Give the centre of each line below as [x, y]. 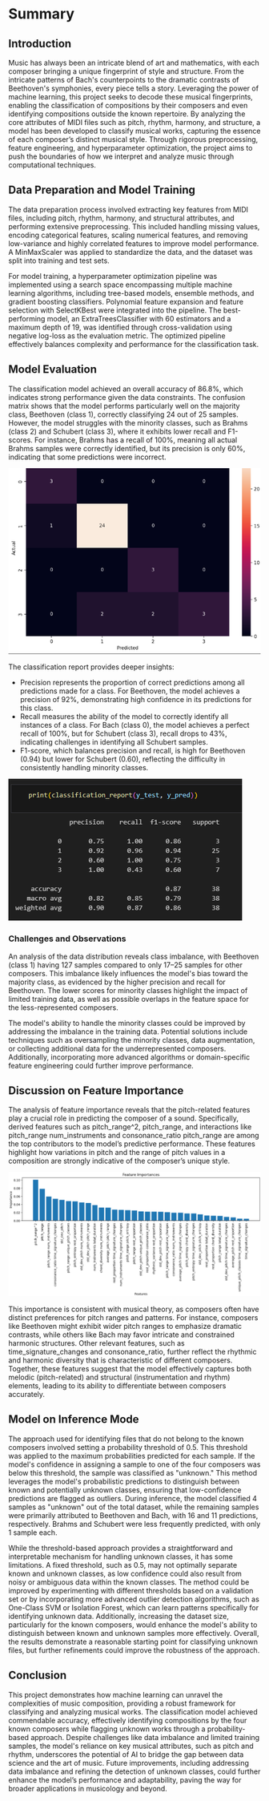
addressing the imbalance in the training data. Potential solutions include [128, 1032]
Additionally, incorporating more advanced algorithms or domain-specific [129, 1057]
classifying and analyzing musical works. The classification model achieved [133, 1711]
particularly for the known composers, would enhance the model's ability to [133, 1625]
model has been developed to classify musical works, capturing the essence [135, 131]
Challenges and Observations [67, 939]
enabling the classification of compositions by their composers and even [128, 105]
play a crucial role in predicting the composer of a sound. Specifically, [123, 1118]
